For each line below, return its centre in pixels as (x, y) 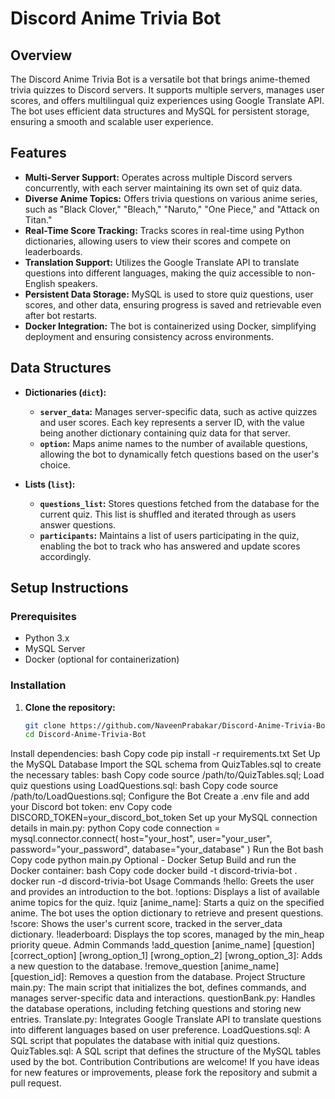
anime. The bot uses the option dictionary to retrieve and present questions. (167, 913)
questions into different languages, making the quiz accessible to (159, 273)
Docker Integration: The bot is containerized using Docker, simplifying (170, 326)
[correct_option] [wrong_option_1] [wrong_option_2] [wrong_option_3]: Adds (166, 956)
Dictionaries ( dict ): (65, 392)
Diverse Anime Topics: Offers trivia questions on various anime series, (171, 198)
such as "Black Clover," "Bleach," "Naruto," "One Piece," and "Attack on (172, 209)
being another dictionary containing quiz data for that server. (165, 433)
